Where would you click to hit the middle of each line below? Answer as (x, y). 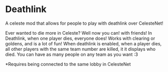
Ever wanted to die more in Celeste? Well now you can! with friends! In (79, 33)
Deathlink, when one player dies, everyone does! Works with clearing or (80, 38)
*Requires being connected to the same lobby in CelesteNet (68, 64)
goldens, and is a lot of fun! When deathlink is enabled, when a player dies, (83, 43)
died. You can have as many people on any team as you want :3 (72, 54)
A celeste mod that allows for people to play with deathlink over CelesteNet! (84, 23)
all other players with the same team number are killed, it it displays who (80, 49)
